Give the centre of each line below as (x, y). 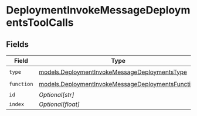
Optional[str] (57, 95)
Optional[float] (60, 104)
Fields (18, 44)
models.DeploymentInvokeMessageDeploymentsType (113, 72)
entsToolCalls (40, 23)
